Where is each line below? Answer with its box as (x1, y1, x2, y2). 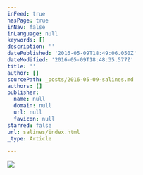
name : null (13, 96, 46, 103)
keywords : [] (7, 37, 46, 44)
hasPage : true (7, 17, 49, 24)
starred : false (7, 121, 52, 129)
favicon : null (13, 115, 55, 122)
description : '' (7, 43, 55, 50)
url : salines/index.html (7, 128, 80, 135)
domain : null (13, 102, 52, 109)
